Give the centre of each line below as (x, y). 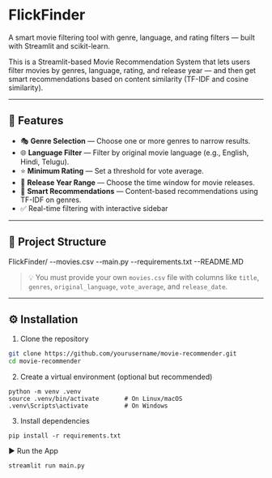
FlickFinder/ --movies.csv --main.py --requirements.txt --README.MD (126, 261)
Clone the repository (54, 339)
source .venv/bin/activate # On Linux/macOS (96, 399)
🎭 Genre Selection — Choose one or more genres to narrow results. (135, 140)
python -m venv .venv (45, 392)
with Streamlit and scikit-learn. (59, 45)
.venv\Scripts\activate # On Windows (88, 406)
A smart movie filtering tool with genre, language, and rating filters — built (132, 37)
